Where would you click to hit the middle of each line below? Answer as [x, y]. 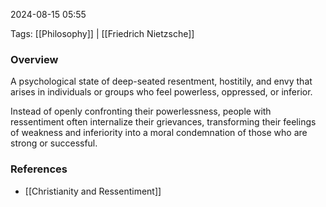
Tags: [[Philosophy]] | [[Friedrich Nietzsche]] [102, 33]
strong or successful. [54, 143]
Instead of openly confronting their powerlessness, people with [141, 111]
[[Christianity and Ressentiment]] [93, 191]
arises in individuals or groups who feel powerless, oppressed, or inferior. [161, 92]
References [39, 169]
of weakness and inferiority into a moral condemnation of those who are [159, 133]
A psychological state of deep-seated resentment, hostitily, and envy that [161, 81]
